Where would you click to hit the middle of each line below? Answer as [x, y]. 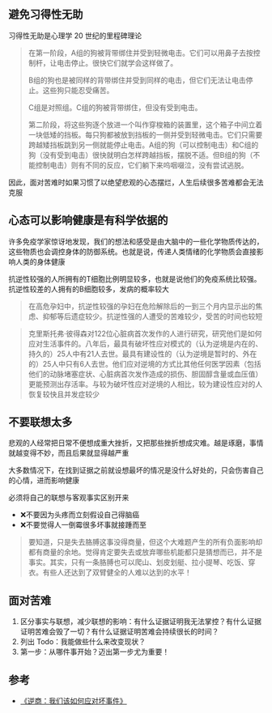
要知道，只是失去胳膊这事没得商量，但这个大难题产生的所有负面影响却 [145, 542]
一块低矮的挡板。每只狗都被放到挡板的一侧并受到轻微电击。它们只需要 [145, 134]
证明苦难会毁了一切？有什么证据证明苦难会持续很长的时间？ [119, 632]
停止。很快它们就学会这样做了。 [124, 62]
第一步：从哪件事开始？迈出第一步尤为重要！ [95, 652]
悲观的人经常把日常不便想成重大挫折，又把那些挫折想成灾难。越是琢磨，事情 [136, 443]
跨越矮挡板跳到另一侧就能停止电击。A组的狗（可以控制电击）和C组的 [143, 145]
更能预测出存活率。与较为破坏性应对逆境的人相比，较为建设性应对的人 [145, 384]
